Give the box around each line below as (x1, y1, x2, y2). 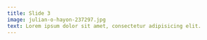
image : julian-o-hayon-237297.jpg (7, 16, 107, 23)
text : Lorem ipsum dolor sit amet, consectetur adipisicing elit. (7, 22, 201, 29)
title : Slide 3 (7, 9, 51, 17)
